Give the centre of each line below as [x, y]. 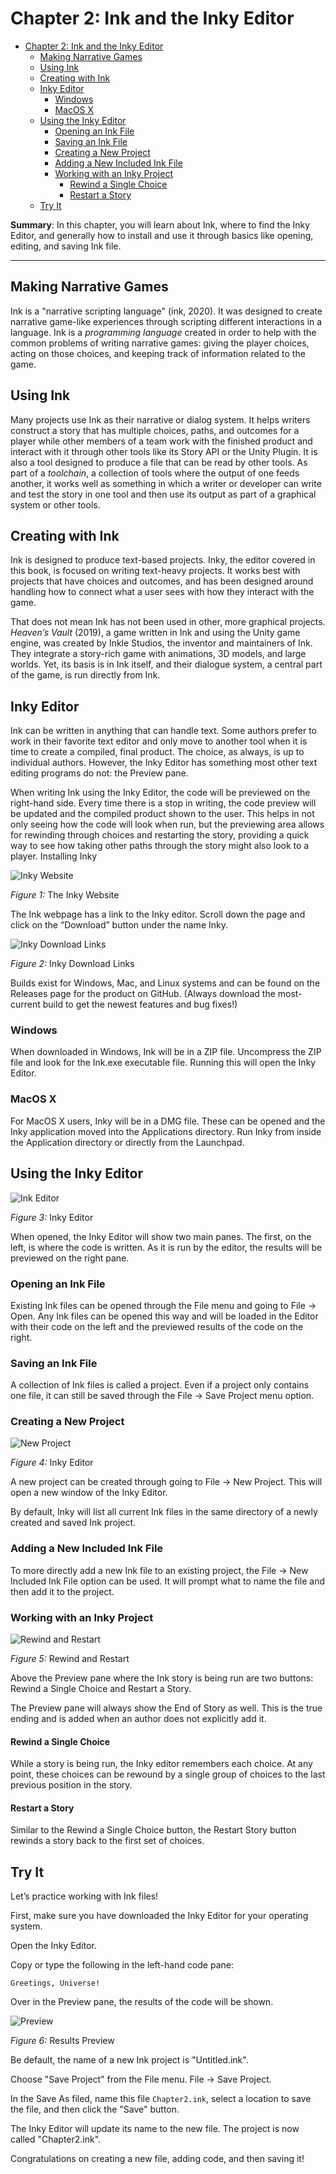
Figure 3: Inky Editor [52, 1217]
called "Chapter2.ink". [56, 2139]
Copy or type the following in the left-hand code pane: [122, 1965]
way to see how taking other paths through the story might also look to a [160, 846]
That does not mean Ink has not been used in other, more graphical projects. [168, 622]
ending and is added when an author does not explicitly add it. [138, 1719]
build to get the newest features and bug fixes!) [140, 1004]
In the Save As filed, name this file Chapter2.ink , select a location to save [161, 2099]
